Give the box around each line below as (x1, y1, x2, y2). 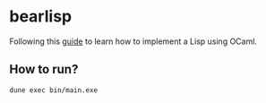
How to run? (9, 62, 79, 77)
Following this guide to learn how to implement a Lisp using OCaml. (9, 36, 258, 47)
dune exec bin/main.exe (9, 85, 99, 95)
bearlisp (9, 6, 73, 27)
